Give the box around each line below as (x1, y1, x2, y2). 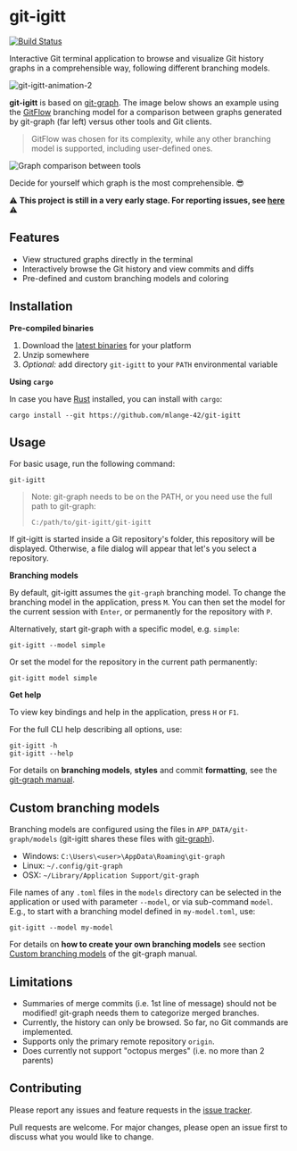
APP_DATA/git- (195, 826, 249, 835)
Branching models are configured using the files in (9, 824, 194, 835)
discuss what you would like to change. (9, 1131, 154, 1142)
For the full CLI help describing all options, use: (9, 724, 183, 735)
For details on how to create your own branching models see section (9, 939, 266, 950)
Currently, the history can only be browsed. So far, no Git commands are (21, 1017, 289, 1028)
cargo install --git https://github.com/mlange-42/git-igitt (9, 411, 242, 420)
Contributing (9, 1080, 82, 1096)
